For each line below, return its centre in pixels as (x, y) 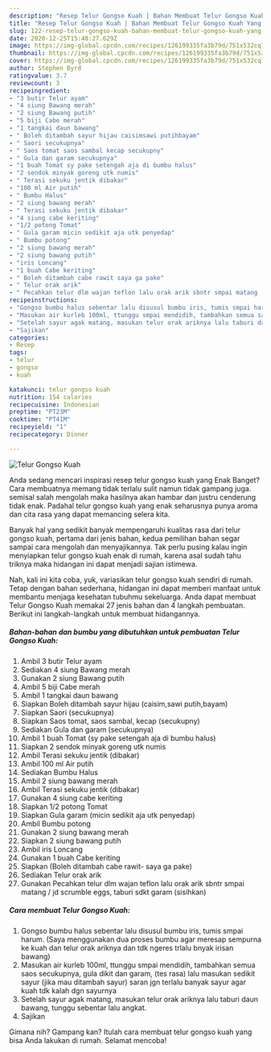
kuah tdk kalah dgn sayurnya (69, 990)
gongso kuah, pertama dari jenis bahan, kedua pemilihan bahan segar (125, 538)
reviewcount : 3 (35, 83)
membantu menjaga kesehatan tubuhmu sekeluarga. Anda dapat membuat (133, 596)
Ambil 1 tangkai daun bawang (70, 695)
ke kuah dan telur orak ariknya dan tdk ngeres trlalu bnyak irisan (127, 947)
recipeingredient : (40, 91)
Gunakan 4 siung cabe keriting (72, 798)
